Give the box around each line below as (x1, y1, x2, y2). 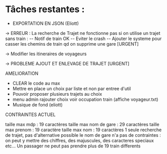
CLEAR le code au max (12, 80, 61, 86)
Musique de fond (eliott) (12, 101, 63, 107)
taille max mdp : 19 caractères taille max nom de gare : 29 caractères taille (5, 121, 160, 127)
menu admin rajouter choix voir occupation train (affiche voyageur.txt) (12, 96, 158, 102)
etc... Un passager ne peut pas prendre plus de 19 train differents (5, 143, 141, 149)
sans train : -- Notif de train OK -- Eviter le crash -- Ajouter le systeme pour (5, 35, 162, 42)
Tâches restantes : (5, 4, 85, 15)
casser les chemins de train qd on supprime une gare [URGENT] (5, 41, 139, 47)
